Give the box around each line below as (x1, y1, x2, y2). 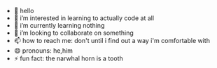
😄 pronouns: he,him (13, 46, 73, 55)
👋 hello (13, 7, 34, 15)
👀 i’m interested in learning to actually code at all (13, 14, 155, 22)
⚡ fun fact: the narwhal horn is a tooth (13, 54, 124, 62)
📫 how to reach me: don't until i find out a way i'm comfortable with (13, 37, 210, 44)
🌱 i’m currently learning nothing (13, 22, 105, 29)
